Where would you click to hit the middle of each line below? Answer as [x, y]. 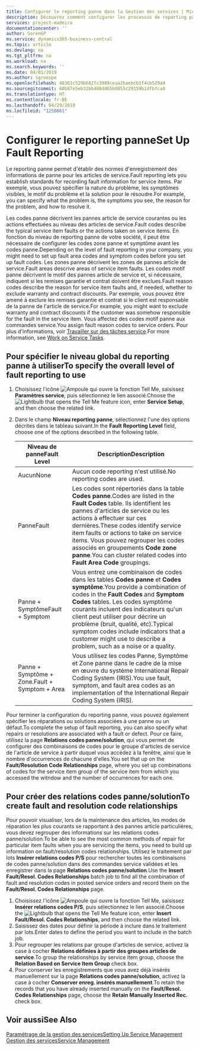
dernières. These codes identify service [127, 526]
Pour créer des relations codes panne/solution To [98, 796]
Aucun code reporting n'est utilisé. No [124, 471]
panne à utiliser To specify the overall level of [90, 366]
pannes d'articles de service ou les [121, 511]
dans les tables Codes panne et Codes [127, 580]
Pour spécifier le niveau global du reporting [88, 356]
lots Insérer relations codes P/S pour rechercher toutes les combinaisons [96, 858]
